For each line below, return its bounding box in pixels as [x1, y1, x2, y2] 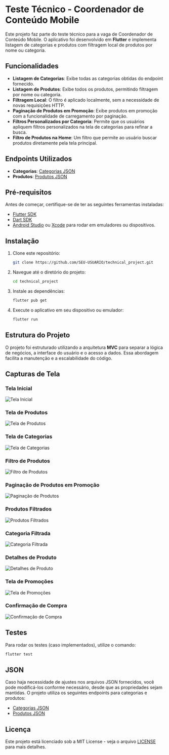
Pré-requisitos [5, 188, 52, 196]
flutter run [12, 316, 38, 322]
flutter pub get [12, 298, 47, 303]
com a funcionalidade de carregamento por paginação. [12, 113, 128, 119]
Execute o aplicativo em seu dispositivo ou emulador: [12, 307, 124, 313]
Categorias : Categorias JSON [12, 168, 75, 174]
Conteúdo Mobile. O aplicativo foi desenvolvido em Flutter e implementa [5, 36, 157, 43]
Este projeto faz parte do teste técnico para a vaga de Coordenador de [5, 31, 153, 37]
